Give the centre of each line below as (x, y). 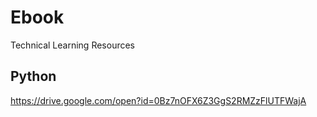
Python (33, 76)
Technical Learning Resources (73, 45)
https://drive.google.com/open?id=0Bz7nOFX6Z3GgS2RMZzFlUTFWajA (158, 100)
